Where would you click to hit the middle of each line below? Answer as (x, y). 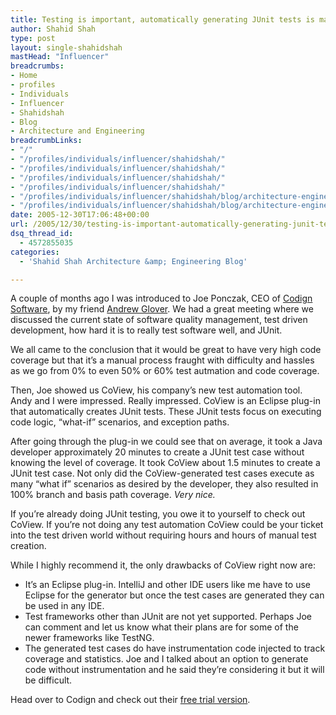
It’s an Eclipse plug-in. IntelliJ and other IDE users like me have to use (167, 585)
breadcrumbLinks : (46, 141)
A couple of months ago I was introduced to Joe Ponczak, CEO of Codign (161, 298)
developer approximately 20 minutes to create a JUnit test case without (157, 452)
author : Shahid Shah (53, 29)
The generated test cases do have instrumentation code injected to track (175, 648)
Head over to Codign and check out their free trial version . (130, 700)
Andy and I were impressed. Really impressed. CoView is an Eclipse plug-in (165, 401)
